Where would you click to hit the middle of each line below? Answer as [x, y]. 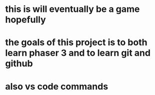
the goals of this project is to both [76, 43]
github [19, 64]
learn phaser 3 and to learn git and [78, 53]
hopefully [25, 20]
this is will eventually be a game [72, 9]
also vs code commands [57, 86]
